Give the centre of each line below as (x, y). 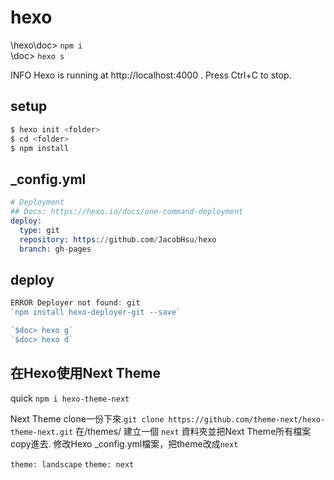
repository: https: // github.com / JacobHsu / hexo (118, 239)
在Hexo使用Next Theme (85, 373)
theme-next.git (42, 432)
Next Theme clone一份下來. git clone (87, 418)
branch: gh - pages (55, 249)
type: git (39, 230)
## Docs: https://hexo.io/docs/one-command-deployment (127, 212)
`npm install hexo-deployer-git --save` (96, 312)
